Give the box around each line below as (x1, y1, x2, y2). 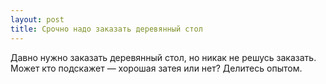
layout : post (10, 14, 65, 25)
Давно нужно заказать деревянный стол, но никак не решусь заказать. (10, 51, 317, 63)
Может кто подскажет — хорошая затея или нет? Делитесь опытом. (10, 62, 303, 74)
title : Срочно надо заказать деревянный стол (10, 24, 203, 34)
